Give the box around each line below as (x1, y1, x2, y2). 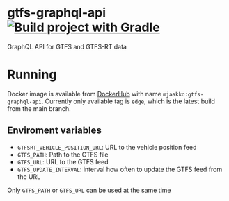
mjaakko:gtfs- (162, 91, 204, 98)
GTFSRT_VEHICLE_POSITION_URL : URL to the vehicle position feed (17, 143, 197, 151)
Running (7, 67, 57, 82)
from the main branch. (7, 104, 71, 112)
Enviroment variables (7, 125, 102, 137)
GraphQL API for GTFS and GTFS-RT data (7, 42, 127, 51)
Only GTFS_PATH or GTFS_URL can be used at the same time (7, 186, 172, 194)
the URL (17, 172, 41, 181)
